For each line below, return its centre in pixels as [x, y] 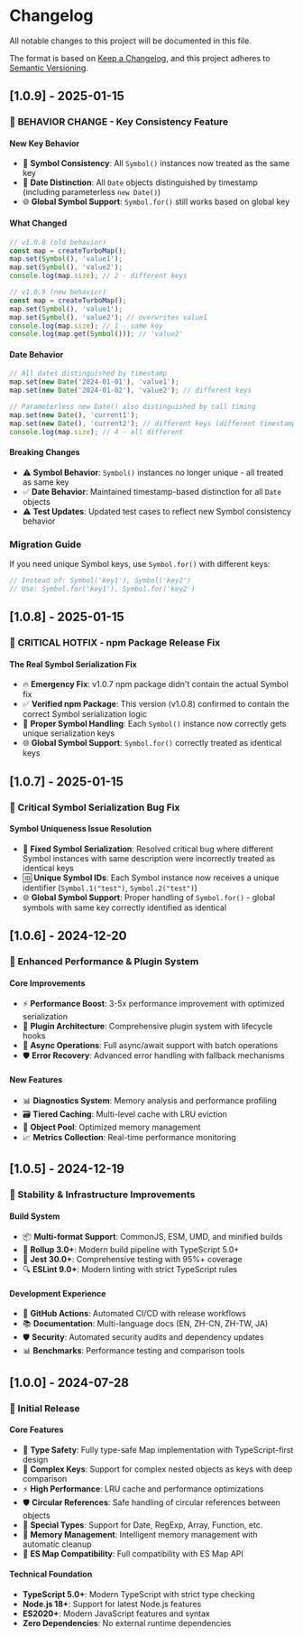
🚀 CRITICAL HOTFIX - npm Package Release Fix [115, 643]
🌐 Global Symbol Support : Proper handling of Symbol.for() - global [149, 897]
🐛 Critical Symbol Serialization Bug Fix [95, 807]
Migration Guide [46, 544]
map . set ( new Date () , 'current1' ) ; [74, 415]
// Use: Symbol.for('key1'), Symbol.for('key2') [102, 589]
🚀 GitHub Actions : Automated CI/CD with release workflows [134, 1314]
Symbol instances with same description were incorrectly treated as [149, 858]
